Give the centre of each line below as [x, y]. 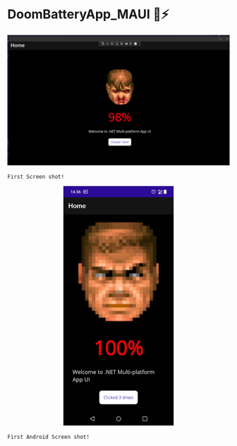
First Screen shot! [36, 177]
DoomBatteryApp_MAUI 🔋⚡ [88, 14]
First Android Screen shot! [49, 437]
